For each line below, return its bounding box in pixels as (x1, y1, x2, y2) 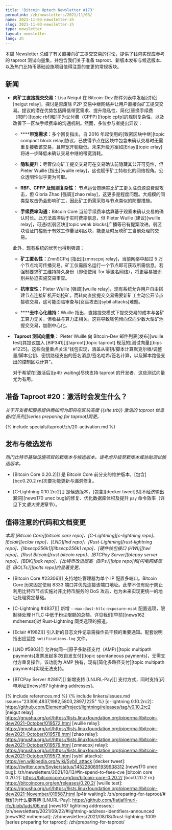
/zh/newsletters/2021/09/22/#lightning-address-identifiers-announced (5, 808, 155, 814)
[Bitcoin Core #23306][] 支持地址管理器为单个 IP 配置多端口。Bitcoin (12, 575, 157, 581)
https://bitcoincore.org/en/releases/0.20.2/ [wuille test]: (5, 780, 122, 786)
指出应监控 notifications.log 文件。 (12, 636, 90, 642)
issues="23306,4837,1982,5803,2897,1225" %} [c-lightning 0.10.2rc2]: (5, 698, 153, 705)
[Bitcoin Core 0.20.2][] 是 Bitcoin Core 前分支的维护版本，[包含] (12, 471, 146, 477)
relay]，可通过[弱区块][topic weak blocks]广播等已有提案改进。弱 (20, 221, 158, 227)
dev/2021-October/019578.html (5, 731, 71, 737)
